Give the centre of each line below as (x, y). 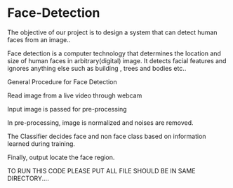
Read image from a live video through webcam (75, 95)
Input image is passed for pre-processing (67, 109)
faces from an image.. (39, 39)
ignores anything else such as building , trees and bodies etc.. (97, 68)
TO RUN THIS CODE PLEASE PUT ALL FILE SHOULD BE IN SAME (101, 170)
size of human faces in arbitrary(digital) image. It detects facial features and (117, 60)
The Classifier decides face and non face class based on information (107, 136)
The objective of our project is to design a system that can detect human (112, 32)
